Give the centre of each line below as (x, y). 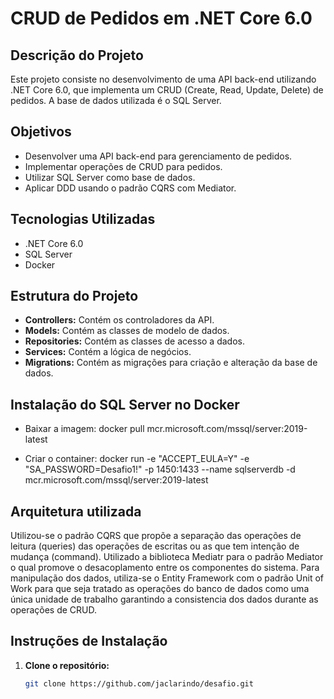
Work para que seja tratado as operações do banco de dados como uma (160, 589)
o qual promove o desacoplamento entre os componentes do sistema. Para (165, 568)
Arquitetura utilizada (76, 511)
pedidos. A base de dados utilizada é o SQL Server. (116, 100)
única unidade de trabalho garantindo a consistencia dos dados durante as (164, 599)
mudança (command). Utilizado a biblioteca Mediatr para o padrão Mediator (167, 557)
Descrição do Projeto (77, 55)
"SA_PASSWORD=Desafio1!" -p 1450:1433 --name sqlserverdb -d (160, 469)
